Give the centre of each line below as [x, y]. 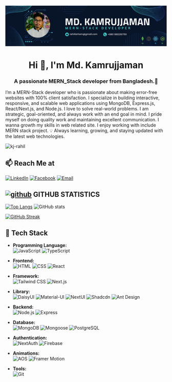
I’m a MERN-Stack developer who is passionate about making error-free [81, 93]
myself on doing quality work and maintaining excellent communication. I [82, 120]
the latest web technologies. [35, 136]
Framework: [26, 276]
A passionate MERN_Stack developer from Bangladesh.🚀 [86, 81]
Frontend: [23, 261]
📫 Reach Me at [30, 163]
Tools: [19, 369]
